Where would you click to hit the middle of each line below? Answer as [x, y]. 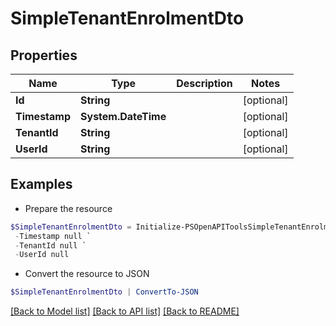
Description [204, 83]
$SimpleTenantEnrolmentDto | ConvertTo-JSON [104, 292]
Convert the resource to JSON [87, 274]
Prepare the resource [68, 208]
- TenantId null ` [50, 245]
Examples [41, 184]
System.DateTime [123, 116]
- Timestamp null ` [53, 236]
